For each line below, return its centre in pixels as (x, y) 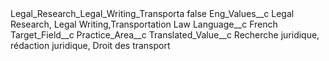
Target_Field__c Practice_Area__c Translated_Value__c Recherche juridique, (165, 35)
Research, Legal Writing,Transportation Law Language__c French (144, 24)
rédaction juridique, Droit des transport (90, 45)
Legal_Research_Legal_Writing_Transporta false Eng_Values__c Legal (152, 13)
